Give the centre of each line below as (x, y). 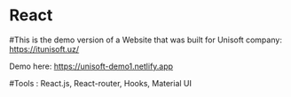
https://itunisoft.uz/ (44, 48)
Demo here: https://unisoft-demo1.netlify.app (91, 66)
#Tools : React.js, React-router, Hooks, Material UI (101, 83)
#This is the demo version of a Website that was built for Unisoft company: (145, 40)
